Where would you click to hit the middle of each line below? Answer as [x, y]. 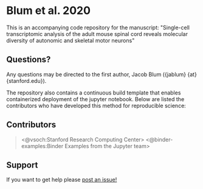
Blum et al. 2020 [49, 11]
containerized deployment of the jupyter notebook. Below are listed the [95, 99]
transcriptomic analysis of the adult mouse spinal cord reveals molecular [97, 34]
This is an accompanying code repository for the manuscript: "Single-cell [98, 27]
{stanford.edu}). [26, 80]
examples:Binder [42, 146]
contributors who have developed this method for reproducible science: [96, 105]
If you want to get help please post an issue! [62, 180]
